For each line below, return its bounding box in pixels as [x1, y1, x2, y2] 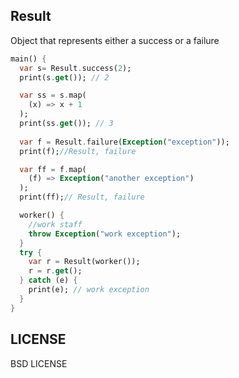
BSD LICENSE [10, 357, 68, 369]
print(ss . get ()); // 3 [19, 119, 114, 129]
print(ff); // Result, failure [19, 192, 145, 203]
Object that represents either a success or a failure [10, 34, 220, 46]
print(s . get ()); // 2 [19, 72, 110, 83]
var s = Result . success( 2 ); [19, 63, 132, 73]
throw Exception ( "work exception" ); [28, 229, 182, 239]
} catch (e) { [19, 275, 78, 286]
